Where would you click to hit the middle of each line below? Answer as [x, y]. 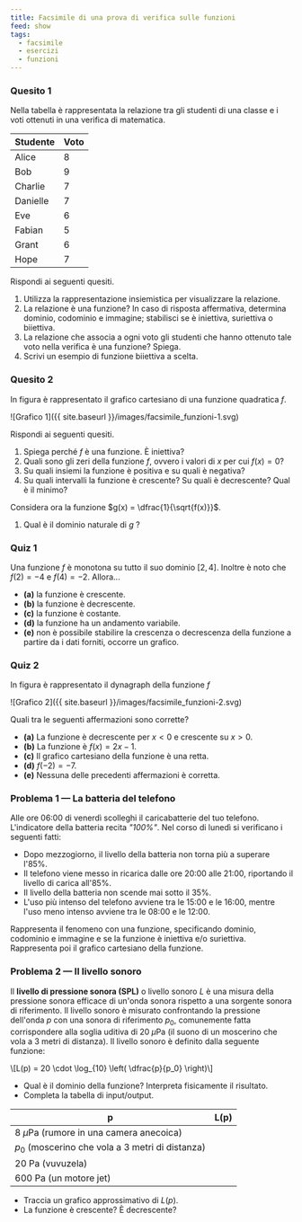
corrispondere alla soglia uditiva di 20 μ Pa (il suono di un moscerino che [144, 1032]
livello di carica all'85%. [67, 883]
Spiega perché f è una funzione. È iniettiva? [104, 451]
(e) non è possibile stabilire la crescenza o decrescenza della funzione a [157, 632]
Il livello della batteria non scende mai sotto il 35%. [117, 893]
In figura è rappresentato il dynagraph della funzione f [110, 685]
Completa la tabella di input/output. [89, 1095]
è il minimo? [45, 490]
